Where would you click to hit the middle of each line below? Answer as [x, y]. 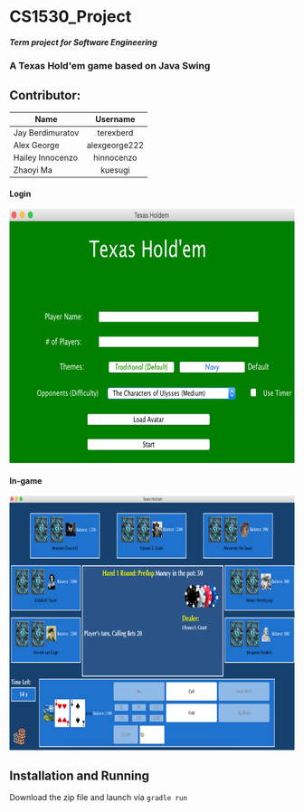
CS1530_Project [71, 17]
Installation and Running [80, 775]
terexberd [115, 132]
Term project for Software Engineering [84, 42]
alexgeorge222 [115, 145]
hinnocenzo [115, 158]
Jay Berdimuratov [46, 132]
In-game [26, 480]
